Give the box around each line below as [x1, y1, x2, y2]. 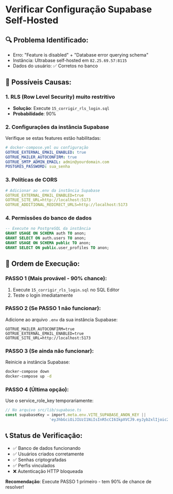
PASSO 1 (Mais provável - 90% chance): [5, 275, 107, 282]
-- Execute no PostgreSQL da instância [5, 226, 91, 231]
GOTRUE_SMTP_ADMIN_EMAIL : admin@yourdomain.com [5, 159, 110, 164]
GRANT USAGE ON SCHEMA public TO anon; [5, 241, 91, 246]
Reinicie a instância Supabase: [5, 359, 71, 365]
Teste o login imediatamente [12, 292, 73, 298]
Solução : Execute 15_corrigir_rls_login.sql [12, 105, 110, 111]
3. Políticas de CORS [5, 176, 58, 184]
